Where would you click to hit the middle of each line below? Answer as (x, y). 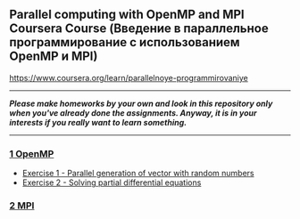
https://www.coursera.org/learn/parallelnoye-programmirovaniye (129, 77)
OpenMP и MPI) (54, 57)
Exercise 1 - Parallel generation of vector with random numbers (138, 174)
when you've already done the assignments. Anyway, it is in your (133, 113)
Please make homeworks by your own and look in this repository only (141, 103)
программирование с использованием (125, 42)
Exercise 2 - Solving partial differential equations (112, 182)
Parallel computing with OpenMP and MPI (127, 15)
